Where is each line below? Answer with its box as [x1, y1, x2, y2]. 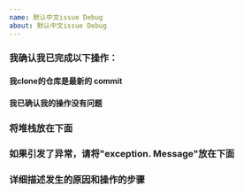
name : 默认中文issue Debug [9, 12, 103, 22]
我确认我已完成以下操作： [9, 52, 118, 65]
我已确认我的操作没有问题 [9, 97, 103, 108]
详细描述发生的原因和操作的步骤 [9, 174, 146, 186]
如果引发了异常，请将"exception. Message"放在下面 [9, 148, 235, 160]
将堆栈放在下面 [9, 121, 73, 134]
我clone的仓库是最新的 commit [9, 76, 123, 87]
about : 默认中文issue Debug [9, 21, 108, 30]
